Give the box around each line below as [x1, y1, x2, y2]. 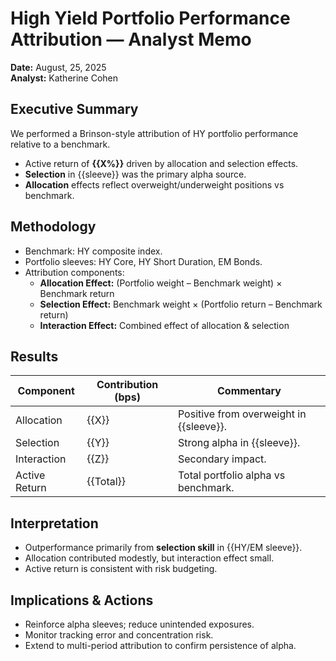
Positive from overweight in [177, 407, 307, 421]
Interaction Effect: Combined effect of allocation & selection [39, 319, 290, 331]
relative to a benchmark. [10, 138, 111, 150]
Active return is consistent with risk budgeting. [24, 563, 218, 575]
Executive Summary [10, 101, 139, 118]
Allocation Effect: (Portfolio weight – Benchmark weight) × [39, 277, 283, 289]
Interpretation [10, 515, 99, 532]
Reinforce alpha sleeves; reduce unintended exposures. [24, 618, 255, 630]
